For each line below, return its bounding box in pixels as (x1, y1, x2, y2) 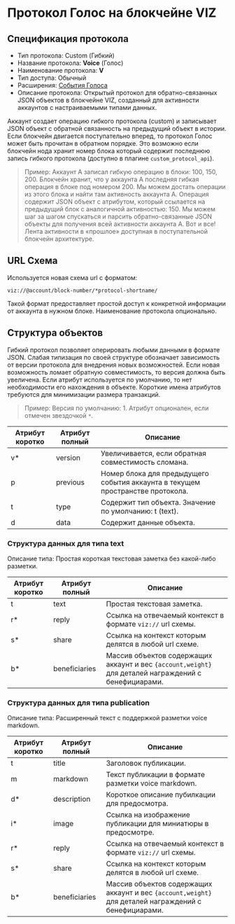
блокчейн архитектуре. (24, 234, 94, 243)
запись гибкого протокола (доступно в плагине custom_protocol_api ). (7, 154, 215, 162)
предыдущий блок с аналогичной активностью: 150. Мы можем (24, 205, 215, 213)
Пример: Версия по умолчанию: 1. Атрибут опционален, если (24, 404, 209, 412)
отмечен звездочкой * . (24, 411, 93, 419)
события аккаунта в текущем (101, 477, 201, 487)
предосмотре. (106, 827, 155, 837)
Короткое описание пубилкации (106, 790, 215, 799)
